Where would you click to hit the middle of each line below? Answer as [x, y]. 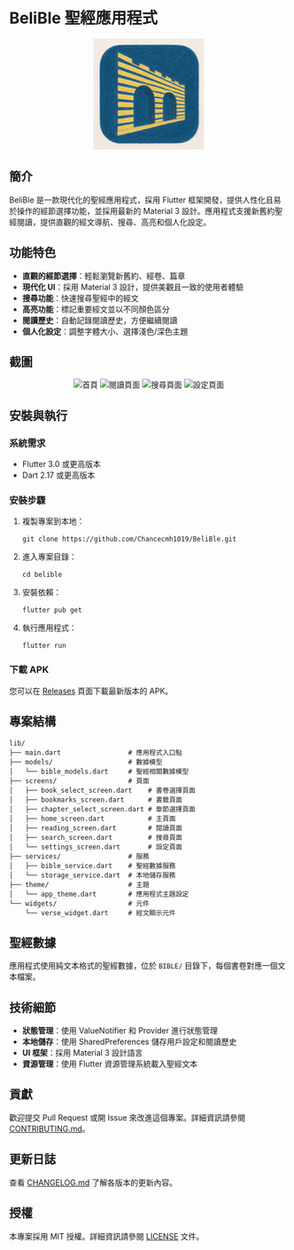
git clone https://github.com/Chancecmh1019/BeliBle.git [129, 539]
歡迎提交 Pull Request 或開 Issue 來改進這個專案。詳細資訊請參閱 [128, 1117]
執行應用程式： [49, 628]
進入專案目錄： [49, 557]
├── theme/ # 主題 [79, 885]
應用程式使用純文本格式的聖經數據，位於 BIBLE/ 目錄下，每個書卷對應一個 [143, 966]
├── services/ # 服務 [79, 857]
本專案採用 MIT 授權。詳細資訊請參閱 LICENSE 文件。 [107, 1236]
